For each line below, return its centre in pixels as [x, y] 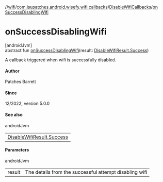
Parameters [17, 150]
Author [12, 71]
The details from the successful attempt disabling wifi [86, 172]
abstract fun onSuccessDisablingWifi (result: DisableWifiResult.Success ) [77, 50]
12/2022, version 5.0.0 [27, 103]
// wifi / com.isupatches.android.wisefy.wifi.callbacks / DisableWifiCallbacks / [79, 7]
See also [14, 115]
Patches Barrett [21, 82]
